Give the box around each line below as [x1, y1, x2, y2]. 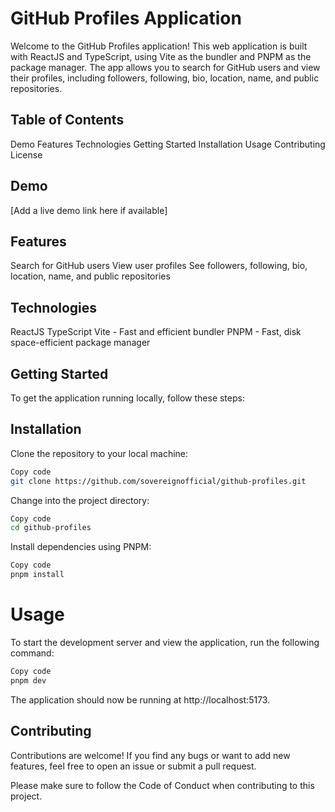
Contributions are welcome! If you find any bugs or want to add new [10, 749, 291, 761]
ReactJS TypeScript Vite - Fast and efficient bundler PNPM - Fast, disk [10, 326, 302, 338]
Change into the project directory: [10, 494, 150, 506]
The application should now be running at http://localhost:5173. [10, 693, 271, 706]
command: [10, 647, 55, 659]
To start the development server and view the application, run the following [10, 637, 320, 648]
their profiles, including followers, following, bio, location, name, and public [10, 72, 320, 84]
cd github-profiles [10, 523, 92, 533]
